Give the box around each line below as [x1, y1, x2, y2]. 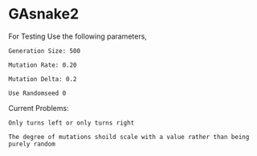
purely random [8, 140, 56, 148]
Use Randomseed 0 [8, 89, 67, 97]
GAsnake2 [8, 5, 80, 23]
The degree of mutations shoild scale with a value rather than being [8, 133, 250, 141]
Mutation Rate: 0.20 [8, 61, 78, 69]
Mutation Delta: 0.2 [8, 75, 78, 83]
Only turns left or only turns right [8, 118, 135, 127]
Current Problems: [8, 103, 70, 113]
